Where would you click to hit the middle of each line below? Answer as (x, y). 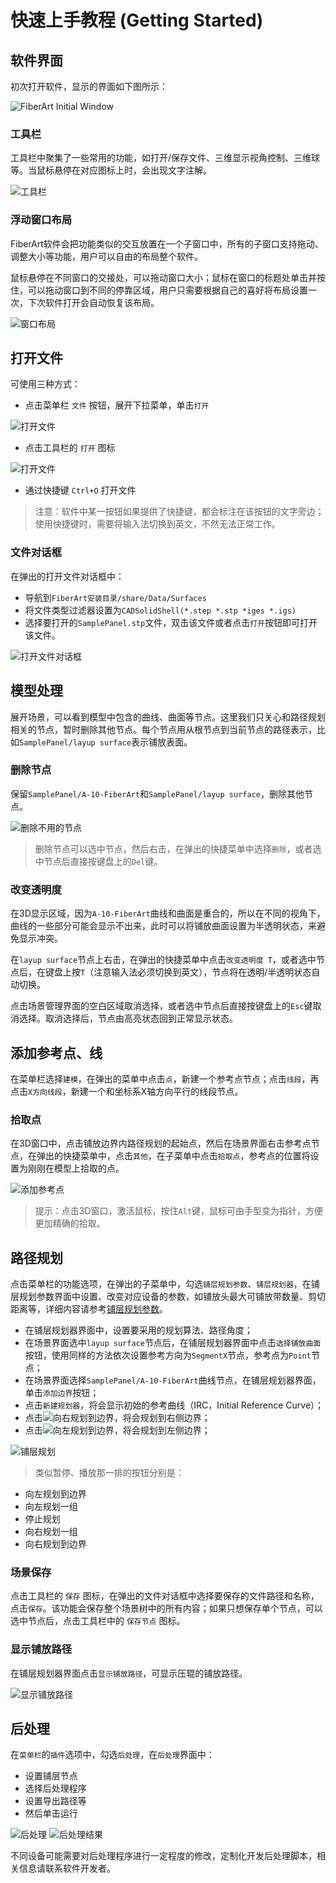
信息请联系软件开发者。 (67, 1868)
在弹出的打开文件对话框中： (67, 576)
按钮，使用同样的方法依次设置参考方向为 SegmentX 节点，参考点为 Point (168, 1355)
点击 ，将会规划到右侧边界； (117, 1418)
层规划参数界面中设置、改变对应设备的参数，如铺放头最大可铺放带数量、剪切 (168, 1297)
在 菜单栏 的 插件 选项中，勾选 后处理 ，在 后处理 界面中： (112, 1755)
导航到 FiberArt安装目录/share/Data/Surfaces (115, 597)
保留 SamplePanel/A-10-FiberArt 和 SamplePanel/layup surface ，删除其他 (157, 793)
